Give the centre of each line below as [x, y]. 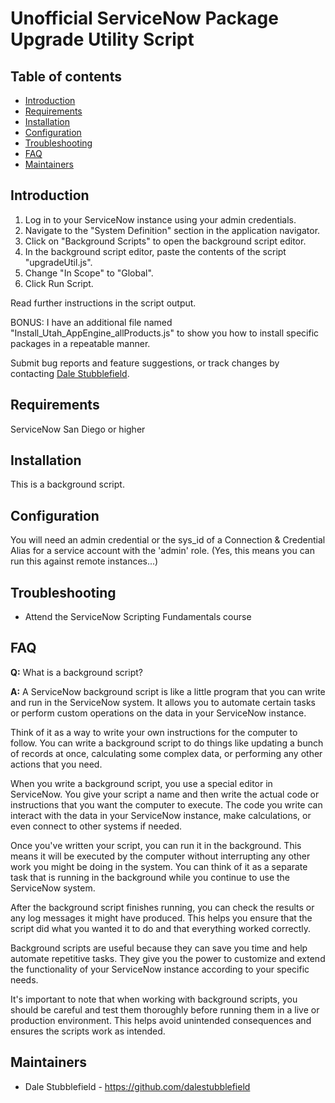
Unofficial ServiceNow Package [144, 18]
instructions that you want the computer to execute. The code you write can [166, 804]
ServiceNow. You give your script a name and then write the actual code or [165, 794]
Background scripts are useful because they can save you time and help [159, 948]
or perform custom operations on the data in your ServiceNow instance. [158, 713]
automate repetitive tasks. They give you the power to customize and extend [168, 958]
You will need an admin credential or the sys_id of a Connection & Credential [168, 540]
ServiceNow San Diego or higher [78, 429]
